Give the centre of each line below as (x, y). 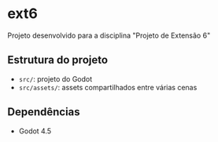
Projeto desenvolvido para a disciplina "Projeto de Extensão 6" (109, 35)
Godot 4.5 (35, 131)
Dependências (44, 112)
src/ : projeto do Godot (55, 78)
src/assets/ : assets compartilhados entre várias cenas (108, 87)
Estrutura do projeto (57, 60)
